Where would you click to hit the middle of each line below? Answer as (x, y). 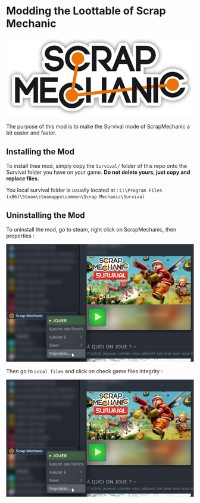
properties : (20, 236)
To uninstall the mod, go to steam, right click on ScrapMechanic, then (91, 230)
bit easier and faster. (31, 133)
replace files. (23, 179)
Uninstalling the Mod (46, 215)
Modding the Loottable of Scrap (86, 11)
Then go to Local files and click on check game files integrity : (85, 371)
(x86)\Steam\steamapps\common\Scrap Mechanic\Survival (76, 197)
